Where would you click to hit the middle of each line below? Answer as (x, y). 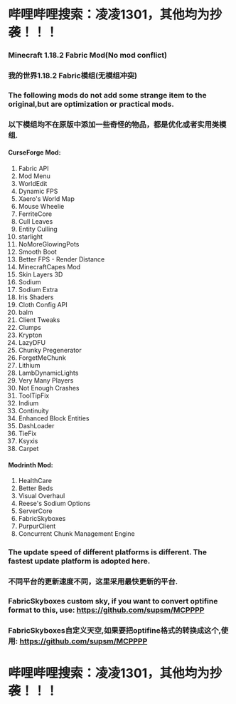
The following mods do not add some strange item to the (107, 95)
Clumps (29, 328)
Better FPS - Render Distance (61, 259)
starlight (31, 237)
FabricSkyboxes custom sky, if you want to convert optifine (113, 601)
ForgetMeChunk (42, 358)
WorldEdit (33, 184)
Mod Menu (34, 176)
